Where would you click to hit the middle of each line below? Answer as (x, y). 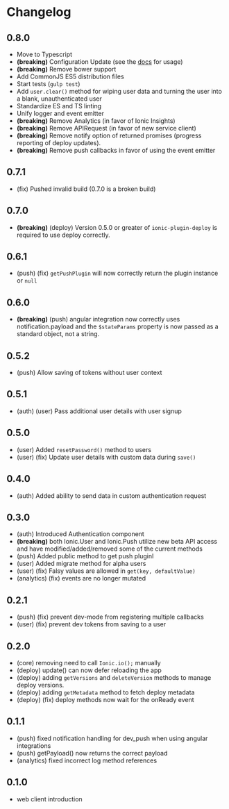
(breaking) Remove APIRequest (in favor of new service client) (107, 128)
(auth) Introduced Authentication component (80, 534)
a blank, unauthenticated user (59, 99)
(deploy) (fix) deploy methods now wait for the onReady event (105, 699)
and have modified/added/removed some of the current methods (109, 549)
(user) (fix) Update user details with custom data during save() (106, 457)
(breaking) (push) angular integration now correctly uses (98, 319)
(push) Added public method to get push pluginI (85, 556)
